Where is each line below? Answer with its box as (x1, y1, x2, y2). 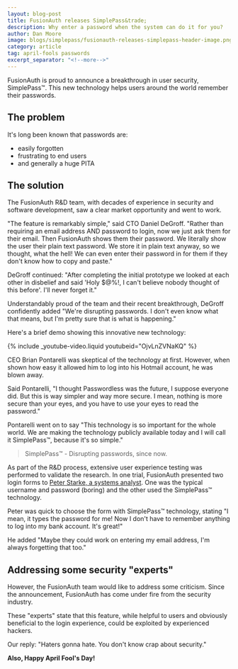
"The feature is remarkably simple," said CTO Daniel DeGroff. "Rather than (7, 219, 224, 228)
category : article (7, 43, 62, 50)
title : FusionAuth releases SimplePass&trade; (7, 17, 147, 24)
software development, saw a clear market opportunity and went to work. (7, 206, 222, 215)
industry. (7, 597, 33, 606)
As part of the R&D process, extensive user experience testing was (7, 463, 203, 471)
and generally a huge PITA (17, 159, 95, 167)
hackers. (7, 627, 33, 635)
